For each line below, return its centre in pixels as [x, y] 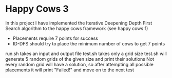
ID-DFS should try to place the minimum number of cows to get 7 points [89, 43]
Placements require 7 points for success [55, 38]
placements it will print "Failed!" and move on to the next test [70, 70]
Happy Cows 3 [37, 9]
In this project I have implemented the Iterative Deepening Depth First [79, 23]
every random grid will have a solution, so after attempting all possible [80, 64]
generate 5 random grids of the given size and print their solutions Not [80, 59]
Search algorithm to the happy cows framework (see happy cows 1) [77, 28]
